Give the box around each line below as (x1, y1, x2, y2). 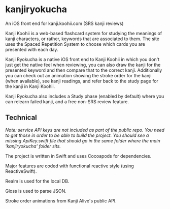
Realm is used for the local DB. (5, 178, 70, 184)
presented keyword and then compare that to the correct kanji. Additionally (5, 67, 162, 73)
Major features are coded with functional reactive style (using (5, 163, 134, 169)
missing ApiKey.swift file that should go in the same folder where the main (5, 137, 161, 143)
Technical (5, 113, 37, 122)
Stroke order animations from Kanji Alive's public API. (5, 197, 117, 204)
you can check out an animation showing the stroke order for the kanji (5, 72, 152, 78)
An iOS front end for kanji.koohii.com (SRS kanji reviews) (5, 20, 124, 26)
